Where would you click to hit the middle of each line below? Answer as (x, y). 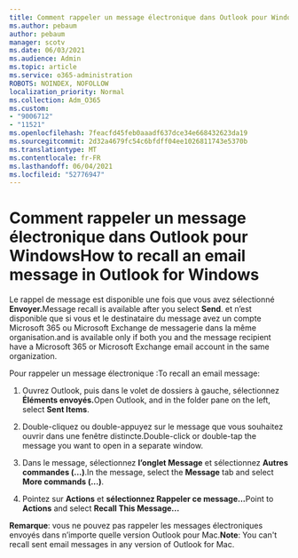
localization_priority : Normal (67, 92)
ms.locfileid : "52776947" (57, 174)
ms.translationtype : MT (53, 149)
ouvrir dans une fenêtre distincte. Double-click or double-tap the (139, 436)
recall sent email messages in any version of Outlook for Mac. (122, 545)
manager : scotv (37, 42)
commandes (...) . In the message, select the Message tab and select (148, 473)
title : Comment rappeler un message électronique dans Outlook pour (138, 17)
